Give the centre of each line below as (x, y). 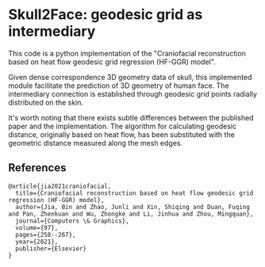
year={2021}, (37, 242)
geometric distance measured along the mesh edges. (96, 143)
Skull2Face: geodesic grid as (106, 15)
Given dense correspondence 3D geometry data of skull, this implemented (130, 77)
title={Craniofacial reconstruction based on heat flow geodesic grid (134, 193)
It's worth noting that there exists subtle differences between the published (131, 117)
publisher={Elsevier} (51, 248)
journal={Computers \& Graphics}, (72, 221)
